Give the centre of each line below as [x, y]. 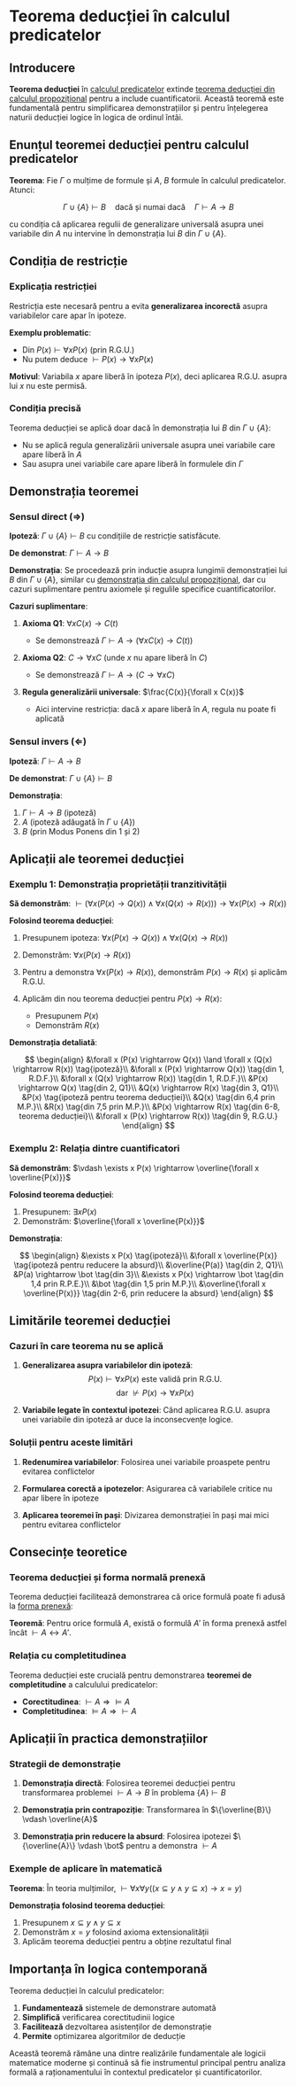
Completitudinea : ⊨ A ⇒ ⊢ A [79, 1710]
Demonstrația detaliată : [53, 1043]
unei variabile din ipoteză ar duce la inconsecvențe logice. [128, 1420]
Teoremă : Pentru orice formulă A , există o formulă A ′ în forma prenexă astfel [148, 1624]
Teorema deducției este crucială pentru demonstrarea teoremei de [130, 1675]
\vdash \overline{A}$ [60, 1819]
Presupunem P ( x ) [67, 1016]
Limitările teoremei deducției [90, 1321]
